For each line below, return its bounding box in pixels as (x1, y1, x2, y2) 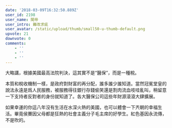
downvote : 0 (5, 36, 31, 41)
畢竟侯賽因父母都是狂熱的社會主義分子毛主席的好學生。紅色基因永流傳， (14, 111, 167, 117)
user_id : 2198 (5, 12, 36, 17)
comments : (5, 41, 27, 46)
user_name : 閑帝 (5, 17, 38, 22)
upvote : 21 (5, 31, 29, 36)
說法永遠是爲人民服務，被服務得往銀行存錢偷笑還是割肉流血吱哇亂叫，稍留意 (5, 87, 167, 93)
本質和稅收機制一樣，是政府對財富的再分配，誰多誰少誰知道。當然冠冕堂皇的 (5, 80, 167, 87)
